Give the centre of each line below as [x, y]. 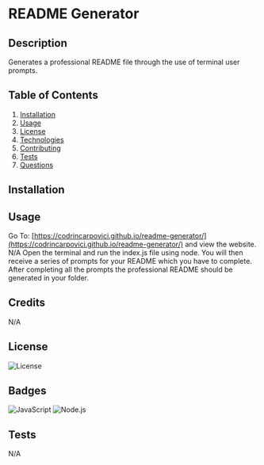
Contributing [40, 148]
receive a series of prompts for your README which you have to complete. [130, 261]
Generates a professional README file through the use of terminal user [124, 62]
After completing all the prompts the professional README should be [121, 269]
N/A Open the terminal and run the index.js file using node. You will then [126, 253]
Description [38, 43]
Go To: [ [21, 236]
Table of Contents [54, 95]
